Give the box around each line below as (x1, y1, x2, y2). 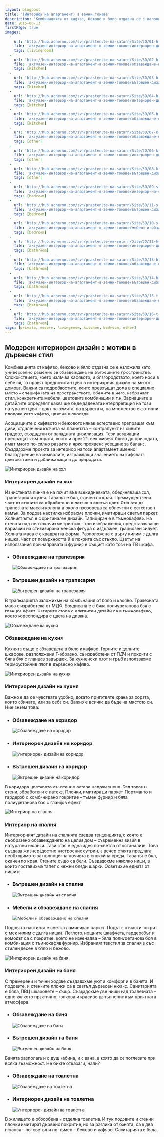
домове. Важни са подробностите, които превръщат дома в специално (5, 385, 155, 391)
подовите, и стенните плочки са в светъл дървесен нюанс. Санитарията (5, 984, 157, 989)
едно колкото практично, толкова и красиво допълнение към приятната (5, 994, 156, 1000)
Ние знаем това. (5, 704, 40, 710)
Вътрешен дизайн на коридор (12, 763, 87, 770)
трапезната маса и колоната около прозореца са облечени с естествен (5, 504, 155, 511)
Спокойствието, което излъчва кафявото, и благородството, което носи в (5, 374, 159, 380)
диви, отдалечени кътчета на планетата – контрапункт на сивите (5, 425, 141, 431)
